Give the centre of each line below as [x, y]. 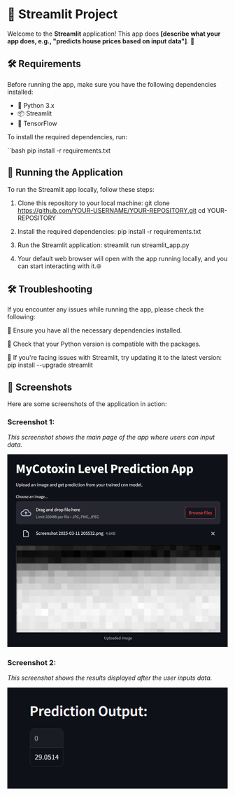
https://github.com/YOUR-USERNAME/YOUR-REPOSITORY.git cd [112, 210]
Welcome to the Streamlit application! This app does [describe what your [114, 34]
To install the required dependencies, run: [67, 137]
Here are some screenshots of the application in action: [87, 404]
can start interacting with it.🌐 [59, 266]
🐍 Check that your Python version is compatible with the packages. [104, 344]
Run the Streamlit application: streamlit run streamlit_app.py [103, 245]
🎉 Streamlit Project [63, 14]
